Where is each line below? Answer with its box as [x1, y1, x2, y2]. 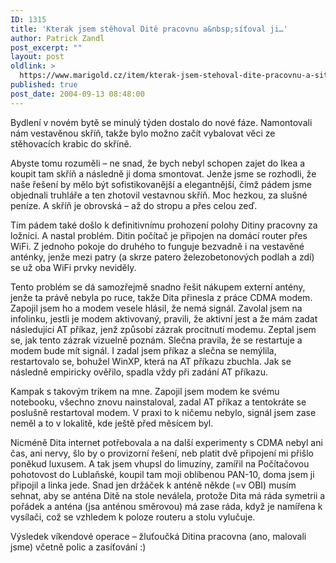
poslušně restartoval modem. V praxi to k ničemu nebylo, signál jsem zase [10, 406, 317, 418]
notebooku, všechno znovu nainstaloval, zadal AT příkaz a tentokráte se [10, 396, 307, 408]
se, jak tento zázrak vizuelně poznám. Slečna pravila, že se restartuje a [10, 334, 303, 346]
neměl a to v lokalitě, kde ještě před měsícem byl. [10, 417, 214, 429]
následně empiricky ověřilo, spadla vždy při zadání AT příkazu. [10, 366, 269, 378]
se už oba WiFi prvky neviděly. [10, 261, 137, 273]
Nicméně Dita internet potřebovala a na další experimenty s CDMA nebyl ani [10, 436, 323, 448]
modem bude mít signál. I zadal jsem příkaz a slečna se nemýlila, [10, 344, 277, 356]
